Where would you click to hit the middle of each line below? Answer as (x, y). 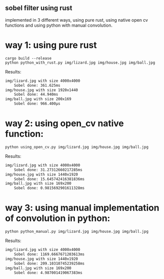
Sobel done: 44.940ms (36, 95)
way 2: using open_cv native (65, 123)
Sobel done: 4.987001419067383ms (48, 273)
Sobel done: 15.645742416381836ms (49, 179)
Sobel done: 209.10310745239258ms (49, 263)
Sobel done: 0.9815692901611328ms (49, 188)
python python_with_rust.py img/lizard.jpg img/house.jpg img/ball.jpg (80, 63)
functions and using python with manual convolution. (59, 25)
